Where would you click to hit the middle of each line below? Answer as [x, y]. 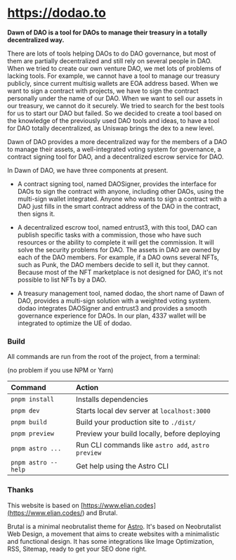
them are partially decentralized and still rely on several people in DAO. [110, 60]
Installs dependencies [112, 400]
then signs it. [36, 214]
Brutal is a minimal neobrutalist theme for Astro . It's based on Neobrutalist [114, 526]
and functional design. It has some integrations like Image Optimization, [111, 541]
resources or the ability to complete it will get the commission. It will [116, 242]
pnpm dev [25, 411]
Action [87, 388]
